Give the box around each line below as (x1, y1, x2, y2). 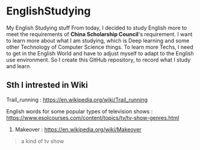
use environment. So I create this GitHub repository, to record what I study (6, 56, 191, 63)
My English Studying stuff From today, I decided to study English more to (6, 24, 187, 31)
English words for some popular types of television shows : (6, 107, 153, 115)
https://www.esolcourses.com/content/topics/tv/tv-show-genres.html (6, 114, 180, 121)
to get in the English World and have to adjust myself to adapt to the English (6, 49, 194, 57)
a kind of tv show (20, 137, 64, 145)
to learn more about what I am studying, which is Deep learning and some (6, 37, 190, 44)
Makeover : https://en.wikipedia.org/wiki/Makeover (14, 125, 142, 133)
